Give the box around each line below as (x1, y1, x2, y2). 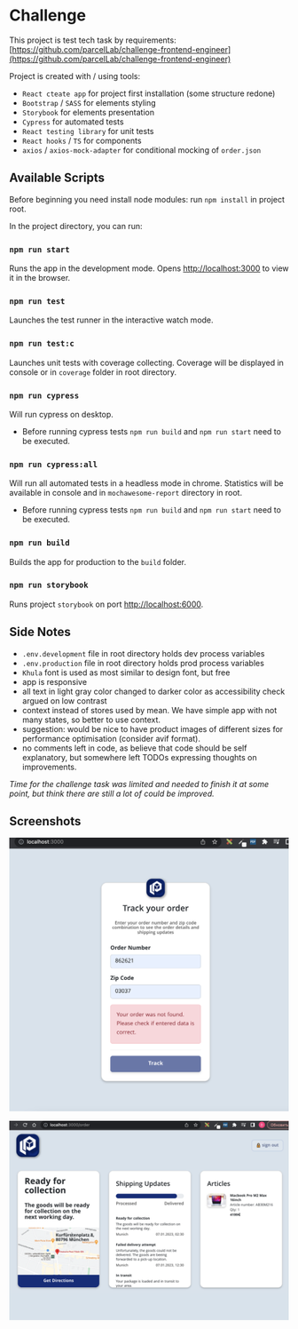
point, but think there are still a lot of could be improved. (9, 788, 215, 799)
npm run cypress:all (9, 459, 98, 469)
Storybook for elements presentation (21, 107, 155, 117)
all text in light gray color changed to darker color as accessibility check (21, 686, 286, 696)
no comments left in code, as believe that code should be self (21, 743, 247, 753)
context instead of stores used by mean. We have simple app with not (21, 704, 278, 715)
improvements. (21, 761, 77, 772)
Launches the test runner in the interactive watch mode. (9, 314, 215, 325)
